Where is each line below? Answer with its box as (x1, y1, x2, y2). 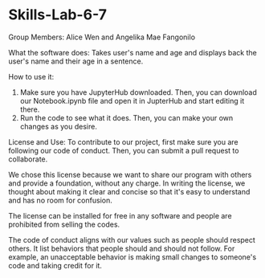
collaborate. (8, 154, 48, 164)
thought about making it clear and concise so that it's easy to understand (8, 186, 251, 196)
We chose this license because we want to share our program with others (8, 170, 252, 179)
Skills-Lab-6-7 (8, 6, 107, 24)
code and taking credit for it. (8, 260, 103, 270)
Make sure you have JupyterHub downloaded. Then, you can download (19, 87, 257, 97)
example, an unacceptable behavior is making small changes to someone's (8, 251, 257, 262)
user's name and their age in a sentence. (8, 56, 144, 66)
